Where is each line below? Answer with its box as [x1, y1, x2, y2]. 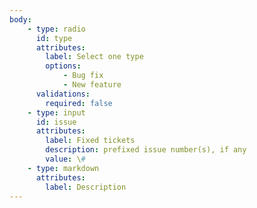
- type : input [27, 107, 86, 118]
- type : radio [27, 24, 86, 34]
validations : [35, 89, 91, 99]
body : [9, 14, 32, 25]
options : [45, 61, 82, 71]
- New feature [62, 80, 122, 90]
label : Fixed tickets [45, 136, 136, 146]
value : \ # [45, 154, 86, 164]
